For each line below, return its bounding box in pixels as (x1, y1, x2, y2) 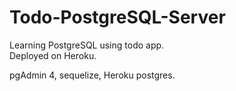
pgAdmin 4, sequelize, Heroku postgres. (9, 69, 176, 81)
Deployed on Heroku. (9, 49, 97, 61)
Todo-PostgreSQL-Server (9, 6, 226, 29)
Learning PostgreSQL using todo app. (9, 39, 165, 51)
